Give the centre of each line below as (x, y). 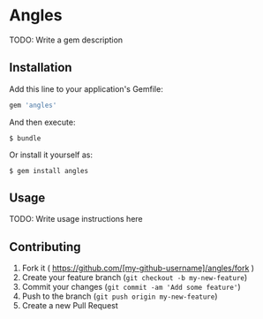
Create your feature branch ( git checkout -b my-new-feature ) (135, 277)
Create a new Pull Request (70, 306)
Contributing (45, 247)
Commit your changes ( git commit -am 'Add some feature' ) (131, 287)
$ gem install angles (49, 171)
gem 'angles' (33, 105)
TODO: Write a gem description (66, 40)
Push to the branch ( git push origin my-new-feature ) (120, 296)
